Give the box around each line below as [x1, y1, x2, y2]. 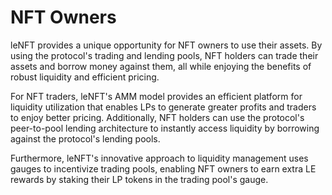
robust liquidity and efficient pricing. [10, 71, 160, 83]
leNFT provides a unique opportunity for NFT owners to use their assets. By [10, 39, 323, 51]
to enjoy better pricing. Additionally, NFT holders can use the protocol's [10, 111, 305, 123]
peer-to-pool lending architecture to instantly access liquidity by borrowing [10, 122, 320, 134]
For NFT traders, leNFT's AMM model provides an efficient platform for [10, 90, 303, 102]
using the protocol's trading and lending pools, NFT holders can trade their [10, 49, 319, 61]
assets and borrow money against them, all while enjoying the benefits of [10, 60, 312, 72]
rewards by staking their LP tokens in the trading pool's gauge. [10, 173, 269, 185]
